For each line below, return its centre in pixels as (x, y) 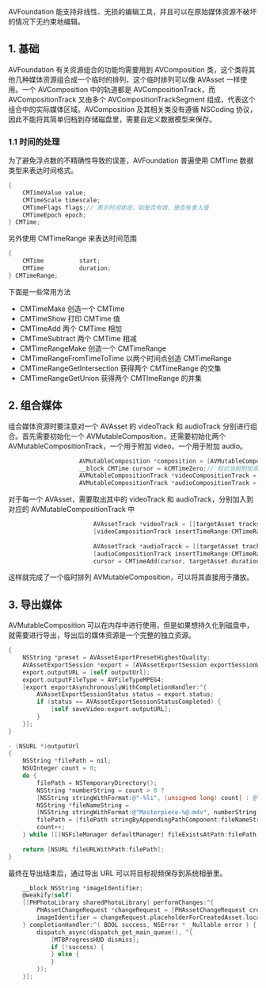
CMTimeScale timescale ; (62, 200)
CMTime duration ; (67, 268)
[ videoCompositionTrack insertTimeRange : (162, 532)
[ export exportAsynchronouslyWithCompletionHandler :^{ (115, 687)
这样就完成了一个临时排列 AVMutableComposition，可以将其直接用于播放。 (131, 577)
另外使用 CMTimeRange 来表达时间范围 (72, 238)
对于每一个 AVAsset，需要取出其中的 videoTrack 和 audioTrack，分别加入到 (131, 499)
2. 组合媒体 (35, 406)
